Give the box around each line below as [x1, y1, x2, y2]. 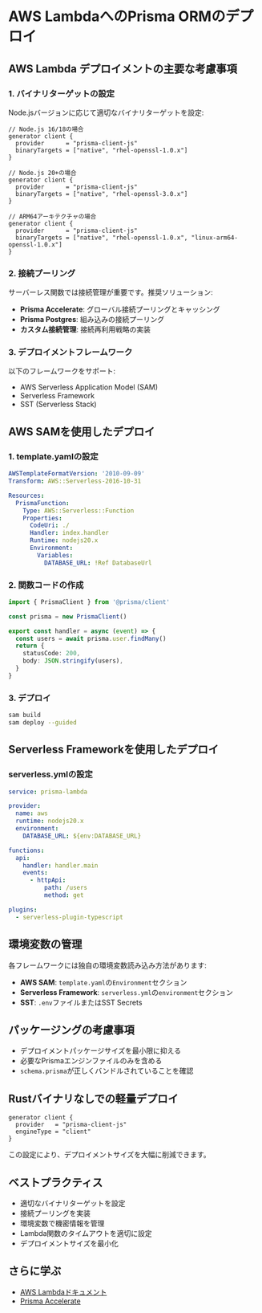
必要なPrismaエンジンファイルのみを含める [19, 1056, 163, 1066]
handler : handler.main [22, 861, 99, 870]
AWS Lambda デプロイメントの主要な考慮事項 [8, 62, 238, 75]
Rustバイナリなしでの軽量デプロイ [8, 1091, 179, 1105]
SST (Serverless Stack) [19, 399, 98, 410]
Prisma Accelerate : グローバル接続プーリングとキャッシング [19, 304, 220, 314]
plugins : [8, 905, 38, 914]
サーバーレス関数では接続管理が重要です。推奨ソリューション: [8, 287, 214, 297]
